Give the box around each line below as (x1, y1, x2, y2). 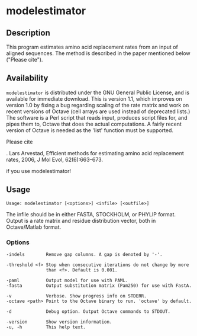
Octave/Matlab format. (6, 223, 62, 231)
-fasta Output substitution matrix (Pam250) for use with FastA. (6, 283, 192, 289)
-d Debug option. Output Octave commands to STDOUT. (6, 308, 170, 315)
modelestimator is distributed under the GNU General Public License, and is (6, 89, 190, 96)
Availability (6, 73, 49, 84)
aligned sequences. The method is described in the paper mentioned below (6, 50, 190, 57)
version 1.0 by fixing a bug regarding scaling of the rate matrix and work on (6, 101, 189, 108)
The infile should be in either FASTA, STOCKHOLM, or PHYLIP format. (6, 210, 176, 217)
